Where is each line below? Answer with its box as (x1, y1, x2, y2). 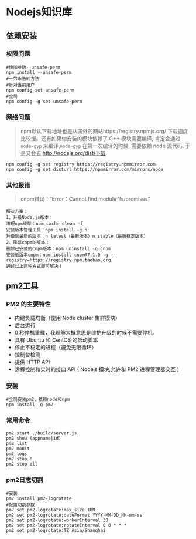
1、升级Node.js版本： (6, 215, 54, 221)
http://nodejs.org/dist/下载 (42, 150, 106, 157)
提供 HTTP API (14, 359, 50, 366)
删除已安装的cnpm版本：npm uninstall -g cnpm (6, 246, 111, 252)
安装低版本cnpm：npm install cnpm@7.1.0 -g (6, 252, 108, 258)
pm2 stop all (6, 461, 38, 467)
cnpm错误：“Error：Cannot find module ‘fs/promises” (20, 196, 150, 203)
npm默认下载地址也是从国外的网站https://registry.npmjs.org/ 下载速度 (20, 127, 188, 135)
